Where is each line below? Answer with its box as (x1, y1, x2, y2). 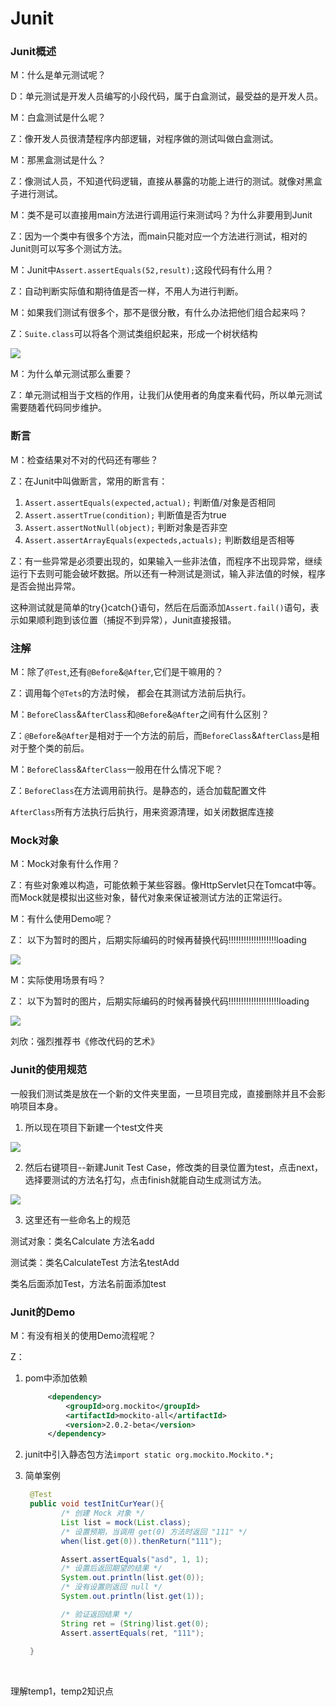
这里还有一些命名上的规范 (24, 1213, 131, 1226)
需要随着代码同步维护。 (10, 402, 107, 414)
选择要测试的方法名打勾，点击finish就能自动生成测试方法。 (24, 1173, 267, 1186)
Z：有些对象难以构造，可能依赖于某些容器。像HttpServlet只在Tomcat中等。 (10, 879, 322, 891)
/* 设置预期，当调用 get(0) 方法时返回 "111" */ (61, 1527, 248, 1537)
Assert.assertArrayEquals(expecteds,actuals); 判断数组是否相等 (24, 533, 295, 546)
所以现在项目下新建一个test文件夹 (24, 1121, 164, 1133)
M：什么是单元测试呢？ (10, 69, 107, 81)
